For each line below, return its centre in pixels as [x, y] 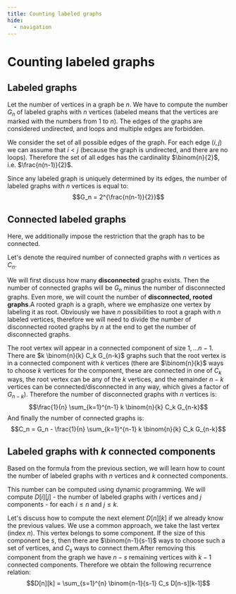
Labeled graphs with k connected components [112, 451]
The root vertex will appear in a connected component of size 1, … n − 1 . [110, 348]
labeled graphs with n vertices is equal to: [68, 186]
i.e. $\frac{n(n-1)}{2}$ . [40, 165]
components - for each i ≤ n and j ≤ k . [63, 504]
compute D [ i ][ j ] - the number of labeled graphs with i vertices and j [105, 497]
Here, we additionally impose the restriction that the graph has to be [106, 236]
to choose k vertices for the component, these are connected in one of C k [114, 371]
